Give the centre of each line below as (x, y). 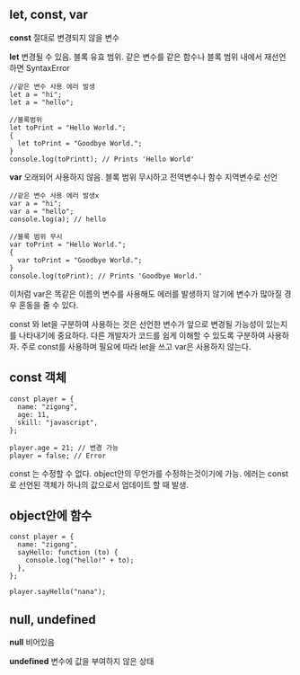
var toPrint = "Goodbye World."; (80, 260)
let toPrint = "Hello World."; (68, 128)
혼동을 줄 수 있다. (49, 305)
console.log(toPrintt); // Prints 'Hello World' (102, 159)
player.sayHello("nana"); (57, 592)
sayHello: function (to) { (68, 553)
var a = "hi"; (36, 203)
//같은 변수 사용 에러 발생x (54, 195)
